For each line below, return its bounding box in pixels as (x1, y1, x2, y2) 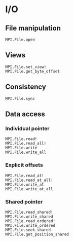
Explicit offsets (5, 161, 43, 168)
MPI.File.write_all (5, 150, 47, 155)
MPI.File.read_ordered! (5, 218, 56, 224)
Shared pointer (5, 198, 43, 205)
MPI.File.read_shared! (5, 210, 53, 215)
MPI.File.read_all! (5, 141, 47, 146)
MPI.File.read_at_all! (5, 178, 53, 183)
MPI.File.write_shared (5, 214, 53, 219)
